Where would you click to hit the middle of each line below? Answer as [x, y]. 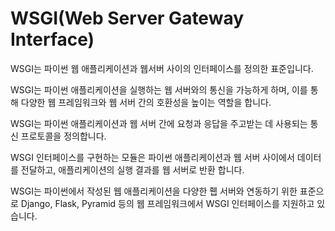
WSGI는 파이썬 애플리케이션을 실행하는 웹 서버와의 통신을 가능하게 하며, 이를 [159, 89]
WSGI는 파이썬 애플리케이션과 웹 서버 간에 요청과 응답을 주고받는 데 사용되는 [159, 123]
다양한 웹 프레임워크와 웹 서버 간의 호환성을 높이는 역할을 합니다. [146, 102]
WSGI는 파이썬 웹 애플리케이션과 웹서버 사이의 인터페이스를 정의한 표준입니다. [162, 68]
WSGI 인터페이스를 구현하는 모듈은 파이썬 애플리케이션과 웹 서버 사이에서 [152, 157]
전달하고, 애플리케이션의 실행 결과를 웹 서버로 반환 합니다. [132, 169]
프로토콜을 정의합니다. [63, 136]
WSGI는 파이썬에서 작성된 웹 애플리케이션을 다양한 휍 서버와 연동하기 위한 [154, 191]
